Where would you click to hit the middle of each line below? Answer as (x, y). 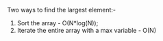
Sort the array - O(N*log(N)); (58, 23)
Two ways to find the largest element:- (62, 10)
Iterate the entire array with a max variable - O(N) (86, 30)
